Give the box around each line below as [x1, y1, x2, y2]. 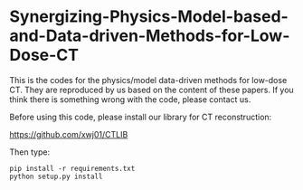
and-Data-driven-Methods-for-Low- [9, 25, 290, 46]
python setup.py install [9, 172, 103, 181]
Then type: [9, 147, 51, 157]
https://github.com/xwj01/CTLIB [9, 128, 128, 139]
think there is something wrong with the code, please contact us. [9, 93, 251, 105]
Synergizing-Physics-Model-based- [9, 6, 289, 27]
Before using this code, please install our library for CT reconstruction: [9, 111, 272, 122]
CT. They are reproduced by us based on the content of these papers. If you [9, 84, 294, 95]
